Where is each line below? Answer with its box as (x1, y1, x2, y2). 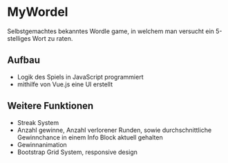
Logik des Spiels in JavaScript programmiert (17, 73, 144, 81)
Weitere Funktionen (7, 100, 94, 112)
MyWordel (7, 4, 68, 20)
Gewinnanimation (17, 140, 67, 148)
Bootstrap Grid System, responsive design (17, 148, 138, 156)
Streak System (17, 118, 59, 126)
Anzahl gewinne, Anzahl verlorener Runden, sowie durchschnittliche (17, 126, 212, 134)
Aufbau (7, 55, 40, 66)
